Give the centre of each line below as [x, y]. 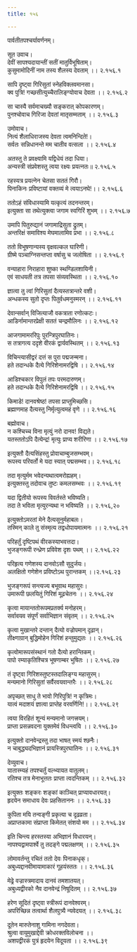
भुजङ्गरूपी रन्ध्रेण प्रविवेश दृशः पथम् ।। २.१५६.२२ [63, 549]
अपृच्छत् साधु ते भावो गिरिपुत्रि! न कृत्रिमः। [52, 696]
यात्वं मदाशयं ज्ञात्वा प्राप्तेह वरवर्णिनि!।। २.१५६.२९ [63, 704]
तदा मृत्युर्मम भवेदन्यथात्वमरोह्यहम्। [44, 475]
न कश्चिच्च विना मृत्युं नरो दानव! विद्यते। [51, 431]
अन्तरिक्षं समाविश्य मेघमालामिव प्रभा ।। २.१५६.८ [61, 232]
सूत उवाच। [20, 54]
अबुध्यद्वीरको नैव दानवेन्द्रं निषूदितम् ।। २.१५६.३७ [62, 888]
